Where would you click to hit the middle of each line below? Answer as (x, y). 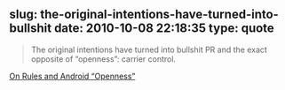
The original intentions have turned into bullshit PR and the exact (149, 49)
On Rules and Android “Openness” (72, 76)
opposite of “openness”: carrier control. (103, 59)
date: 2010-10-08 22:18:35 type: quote (164, 29)
